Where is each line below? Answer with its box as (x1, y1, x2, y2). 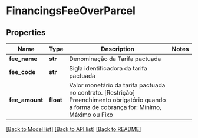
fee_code (9, 68, 36, 76)
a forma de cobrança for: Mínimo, (69, 103, 162, 111)
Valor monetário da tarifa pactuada (69, 81, 166, 89)
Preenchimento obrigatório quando (69, 96, 166, 104)
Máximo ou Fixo (69, 110, 113, 119)
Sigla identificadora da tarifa (69, 65, 147, 72)
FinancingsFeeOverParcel (6, 4, 136, 18)
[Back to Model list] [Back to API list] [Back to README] (6, 126, 141, 133)
